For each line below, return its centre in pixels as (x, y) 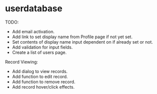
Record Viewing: (21, 62)
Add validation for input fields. (42, 47)
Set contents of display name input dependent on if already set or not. (82, 42)
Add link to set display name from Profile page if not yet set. (72, 37)
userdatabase (34, 9)
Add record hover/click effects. (43, 87)
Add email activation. (33, 31)
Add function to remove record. (44, 82)
